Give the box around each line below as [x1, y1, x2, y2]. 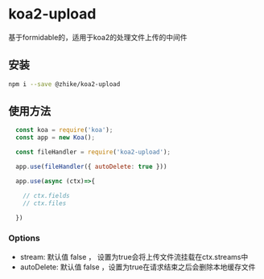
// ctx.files [23, 199, 67, 207]
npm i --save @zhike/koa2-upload [8, 80, 121, 88]
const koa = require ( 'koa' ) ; [15, 126, 113, 134]
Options [8, 232, 40, 244]
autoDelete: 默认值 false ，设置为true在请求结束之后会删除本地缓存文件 [19, 262, 256, 272]
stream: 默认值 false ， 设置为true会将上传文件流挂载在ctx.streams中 [19, 252, 249, 261]
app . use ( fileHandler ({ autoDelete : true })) [15, 162, 167, 171]
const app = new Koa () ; [15, 133, 95, 142]
